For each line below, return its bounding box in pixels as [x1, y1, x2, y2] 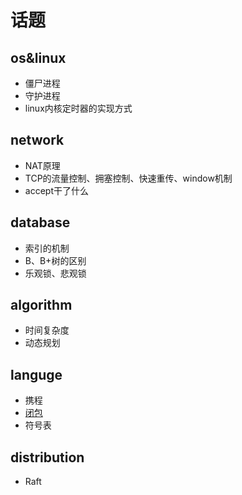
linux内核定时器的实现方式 [24, 102, 133, 114]
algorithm [10, 297, 73, 314]
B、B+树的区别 [24, 254, 87, 266]
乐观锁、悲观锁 [24, 267, 87, 279]
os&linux [10, 49, 67, 66]
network [10, 132, 65, 149]
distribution [10, 449, 85, 466]
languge [10, 366, 63, 383]
